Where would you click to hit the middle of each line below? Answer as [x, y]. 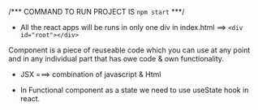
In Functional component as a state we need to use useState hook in [134, 90]
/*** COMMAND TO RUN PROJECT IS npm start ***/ [97, 12]
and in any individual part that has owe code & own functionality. [116, 59]
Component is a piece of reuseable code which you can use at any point [129, 50]
